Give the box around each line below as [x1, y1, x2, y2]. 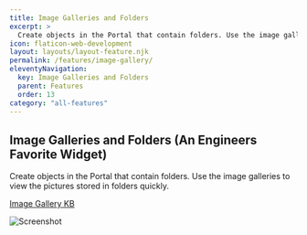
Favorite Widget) [9, 146, 108, 162]
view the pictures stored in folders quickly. [9, 180, 169, 192]
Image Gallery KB [9, 198, 75, 209]
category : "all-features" [9, 98, 108, 108]
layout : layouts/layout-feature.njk [9, 48, 149, 57]
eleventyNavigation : [9, 65, 89, 74]
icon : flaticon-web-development [9, 38, 132, 48]
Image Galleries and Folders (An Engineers [9, 132, 258, 147]
